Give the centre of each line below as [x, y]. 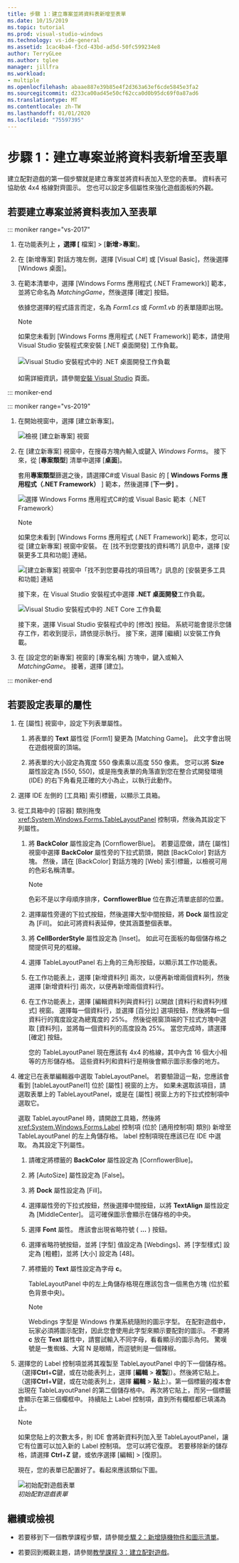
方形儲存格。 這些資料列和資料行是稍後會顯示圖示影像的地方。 [132, 1061]
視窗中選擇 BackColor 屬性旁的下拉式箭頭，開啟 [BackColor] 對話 [124, 853]
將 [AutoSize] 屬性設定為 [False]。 [78, 1175]
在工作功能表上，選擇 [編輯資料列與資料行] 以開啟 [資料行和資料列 [125, 1002]
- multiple [23, 80]
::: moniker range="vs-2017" [49, 229]
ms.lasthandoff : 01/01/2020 [49, 113]
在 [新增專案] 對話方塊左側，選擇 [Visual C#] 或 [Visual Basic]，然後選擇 [123, 259]
